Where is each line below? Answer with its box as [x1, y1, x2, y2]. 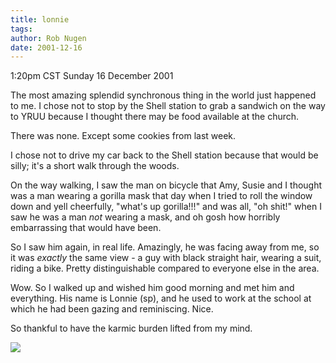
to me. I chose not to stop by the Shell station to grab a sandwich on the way [10, 100, 326, 112]
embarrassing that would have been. [10, 222, 162, 234]
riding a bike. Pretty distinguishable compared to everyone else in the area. [10, 262, 320, 275]
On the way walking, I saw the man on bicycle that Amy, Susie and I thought [10, 179, 323, 191]
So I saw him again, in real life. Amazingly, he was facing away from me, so [10, 241, 320, 253]
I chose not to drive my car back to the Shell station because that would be [10, 149, 319, 161]
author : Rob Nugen [10, 33, 87, 43]
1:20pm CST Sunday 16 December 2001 [10, 70, 174, 82]
